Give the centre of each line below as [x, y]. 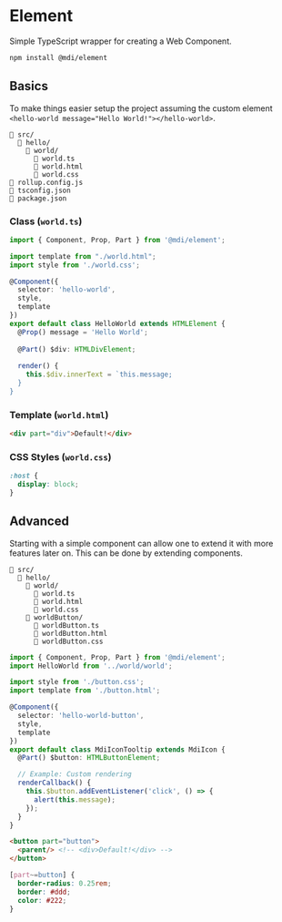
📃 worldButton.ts [66, 625]
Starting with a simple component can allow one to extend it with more [141, 543]
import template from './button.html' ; [85, 691]
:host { [24, 476]
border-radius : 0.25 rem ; [65, 883]
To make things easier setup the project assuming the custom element [141, 108]
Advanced [40, 522]
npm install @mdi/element [58, 57]
